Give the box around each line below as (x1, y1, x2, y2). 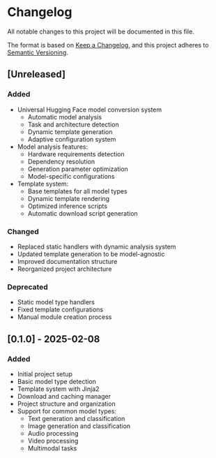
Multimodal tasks (27, 444, 77, 452)
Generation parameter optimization (27, 165, 129, 173)
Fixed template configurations (17, 305, 103, 314)
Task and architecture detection (27, 120, 120, 128)
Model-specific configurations (27, 172, 115, 180)
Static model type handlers (17, 298, 95, 306)
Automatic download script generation (27, 209, 138, 217)
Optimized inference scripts (27, 202, 108, 210)
